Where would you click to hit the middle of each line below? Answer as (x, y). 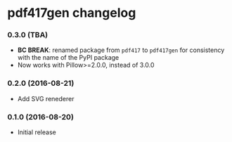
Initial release (37, 132)
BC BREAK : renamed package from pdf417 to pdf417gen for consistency (121, 50)
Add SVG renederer (46, 98)
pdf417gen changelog (72, 13)
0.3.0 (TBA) (28, 35)
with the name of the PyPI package (68, 58)
